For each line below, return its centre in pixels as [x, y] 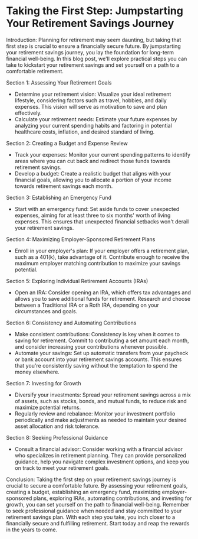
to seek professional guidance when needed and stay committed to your [94, 511]
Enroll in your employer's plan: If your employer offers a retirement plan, [102, 251]
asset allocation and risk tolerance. [57, 426]
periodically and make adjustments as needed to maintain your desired [100, 420]
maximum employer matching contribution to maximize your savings [98, 263]
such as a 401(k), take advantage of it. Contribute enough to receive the [102, 257]
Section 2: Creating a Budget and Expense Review [67, 143]
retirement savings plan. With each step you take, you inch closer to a [91, 517]
